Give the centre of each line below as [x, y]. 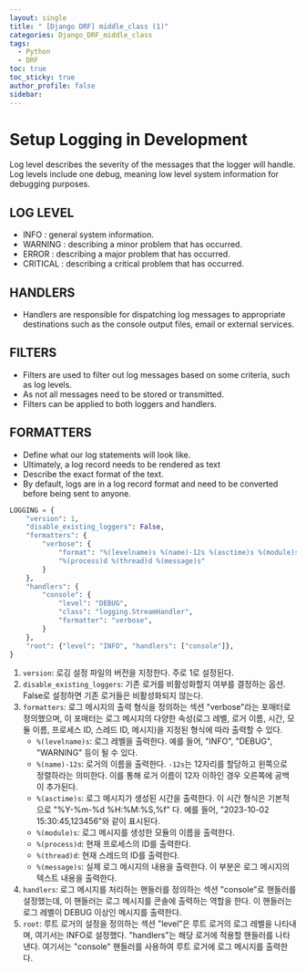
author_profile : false [52, 86]
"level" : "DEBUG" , [93, 603]
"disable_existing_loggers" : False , [96, 527]
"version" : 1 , [52, 518]
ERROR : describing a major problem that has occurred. [126, 254]
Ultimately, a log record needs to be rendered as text [122, 464]
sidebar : [26, 94]
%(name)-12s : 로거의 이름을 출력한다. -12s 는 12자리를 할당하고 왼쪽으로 [162, 764]
